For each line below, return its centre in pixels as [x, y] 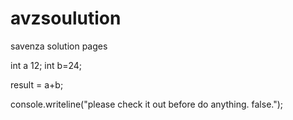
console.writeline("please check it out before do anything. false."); [147, 104]
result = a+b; [37, 84]
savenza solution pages [59, 46]
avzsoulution [66, 18]
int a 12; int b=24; [46, 65]
